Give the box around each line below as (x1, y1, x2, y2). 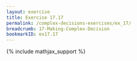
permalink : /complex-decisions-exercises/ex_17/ (6, 20, 132, 26)
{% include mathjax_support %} (6, 48, 86, 55)
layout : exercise (6, 8, 50, 15)
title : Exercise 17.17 (6, 14, 64, 21)
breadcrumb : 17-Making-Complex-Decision (6, 25, 110, 32)
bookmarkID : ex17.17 (6, 31, 59, 37)
